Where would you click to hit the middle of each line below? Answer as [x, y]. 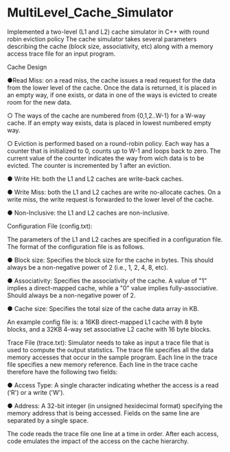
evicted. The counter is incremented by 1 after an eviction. [89, 165]
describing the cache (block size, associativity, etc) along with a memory [110, 46]
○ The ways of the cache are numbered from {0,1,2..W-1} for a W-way [106, 116]
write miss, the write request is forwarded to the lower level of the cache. [111, 199]
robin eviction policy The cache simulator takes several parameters [102, 39]
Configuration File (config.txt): [50, 226]
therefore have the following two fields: [62, 372]
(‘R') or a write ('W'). [36, 392]
